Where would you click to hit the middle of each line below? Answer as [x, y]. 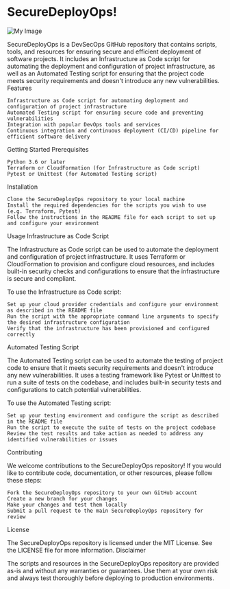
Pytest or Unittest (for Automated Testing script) [82, 174]
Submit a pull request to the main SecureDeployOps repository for [105, 511]
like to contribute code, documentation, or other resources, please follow [110, 473]
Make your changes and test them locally [67, 505]
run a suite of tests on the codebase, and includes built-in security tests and [115, 382]
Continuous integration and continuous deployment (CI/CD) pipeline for [113, 130]
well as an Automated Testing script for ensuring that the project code [106, 73]
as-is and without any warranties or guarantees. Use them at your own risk [112, 570]
